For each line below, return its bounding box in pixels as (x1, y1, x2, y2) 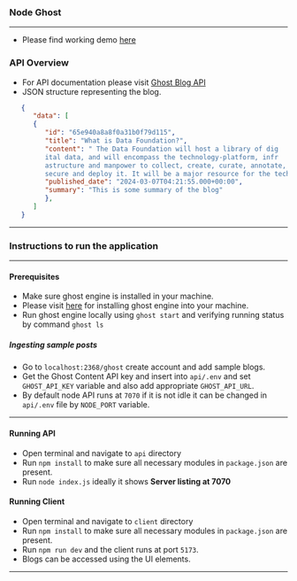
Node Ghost (9, 6, 62, 19)
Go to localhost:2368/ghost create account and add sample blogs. (21, 361, 266, 373)
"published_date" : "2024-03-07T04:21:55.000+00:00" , (44, 177, 243, 187)
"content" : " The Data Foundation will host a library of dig (44, 144, 278, 153)
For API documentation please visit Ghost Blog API (21, 77, 206, 88)
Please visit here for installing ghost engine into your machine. (21, 300, 249, 311)
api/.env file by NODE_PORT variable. (21, 399, 150, 410)
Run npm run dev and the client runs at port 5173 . (21, 544, 199, 554)
